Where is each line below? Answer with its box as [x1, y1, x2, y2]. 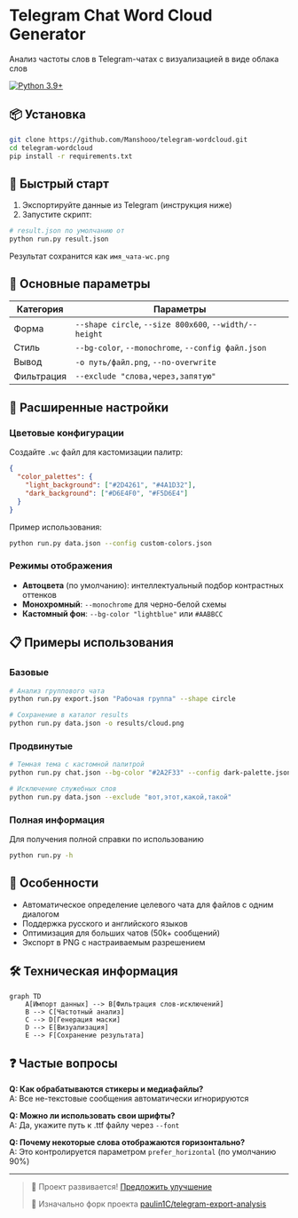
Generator [9, 24, 86, 44]
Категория [16, 303, 64, 315]
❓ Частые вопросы [9, 1056, 118, 1071]
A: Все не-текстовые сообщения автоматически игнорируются [9, 1094, 249, 1104]
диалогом [21, 908, 60, 919]
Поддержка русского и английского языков [21, 918, 188, 928]
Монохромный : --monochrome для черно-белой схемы [21, 599, 227, 609]
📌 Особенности [9, 876, 99, 891]
